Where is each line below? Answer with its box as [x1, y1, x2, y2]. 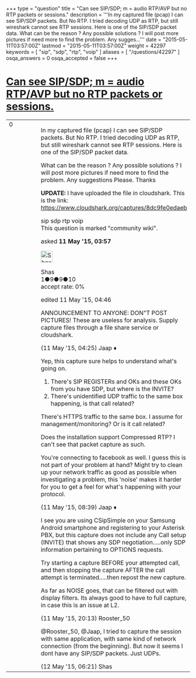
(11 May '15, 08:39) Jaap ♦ [40, 503, 117, 511]
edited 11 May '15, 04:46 [40, 295, 112, 303]
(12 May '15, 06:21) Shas [40, 662, 113, 670]
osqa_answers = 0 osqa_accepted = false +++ [6, 55, 118, 61]
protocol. [40, 490, 65, 498]
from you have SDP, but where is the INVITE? [50, 385, 174, 393]
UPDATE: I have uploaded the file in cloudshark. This [40, 189, 185, 197]
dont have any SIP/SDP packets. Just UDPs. [40, 649, 161, 657]
